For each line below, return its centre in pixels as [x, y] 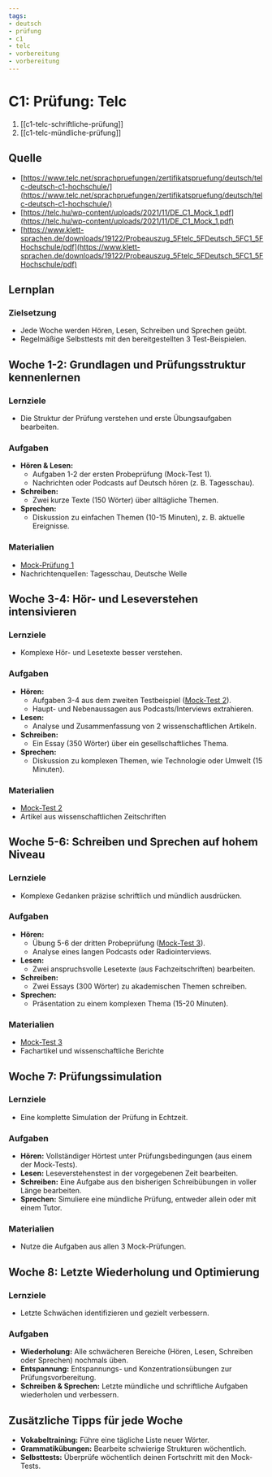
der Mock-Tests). [49, 1165]
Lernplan [32, 290]
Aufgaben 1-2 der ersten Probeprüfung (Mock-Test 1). [122, 474]
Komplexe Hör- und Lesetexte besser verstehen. [101, 653]
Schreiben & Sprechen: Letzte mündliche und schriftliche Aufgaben [134, 1386]
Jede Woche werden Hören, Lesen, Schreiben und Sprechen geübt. [134, 331]
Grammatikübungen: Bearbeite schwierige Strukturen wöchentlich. [133, 1449]
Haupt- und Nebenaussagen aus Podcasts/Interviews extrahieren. [143, 709]
